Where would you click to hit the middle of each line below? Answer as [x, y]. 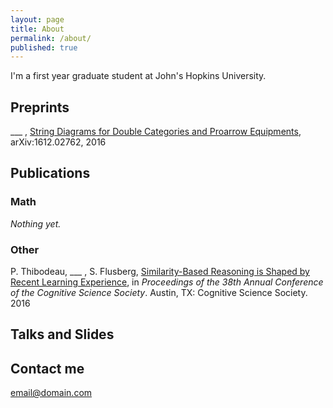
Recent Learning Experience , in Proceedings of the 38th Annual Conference [167, 282]
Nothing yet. [36, 223]
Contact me [47, 368]
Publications [50, 173]
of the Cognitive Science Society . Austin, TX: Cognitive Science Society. [159, 293]
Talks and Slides [62, 334]
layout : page [37, 19]
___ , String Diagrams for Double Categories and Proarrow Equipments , [156, 132]
